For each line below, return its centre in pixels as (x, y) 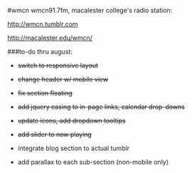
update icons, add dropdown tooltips (71, 121)
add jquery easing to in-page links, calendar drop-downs (101, 107)
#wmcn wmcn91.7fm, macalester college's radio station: (90, 10)
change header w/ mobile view (63, 79)
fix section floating (45, 93)
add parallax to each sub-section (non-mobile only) (93, 162)
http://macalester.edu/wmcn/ (50, 38)
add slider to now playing (55, 134)
